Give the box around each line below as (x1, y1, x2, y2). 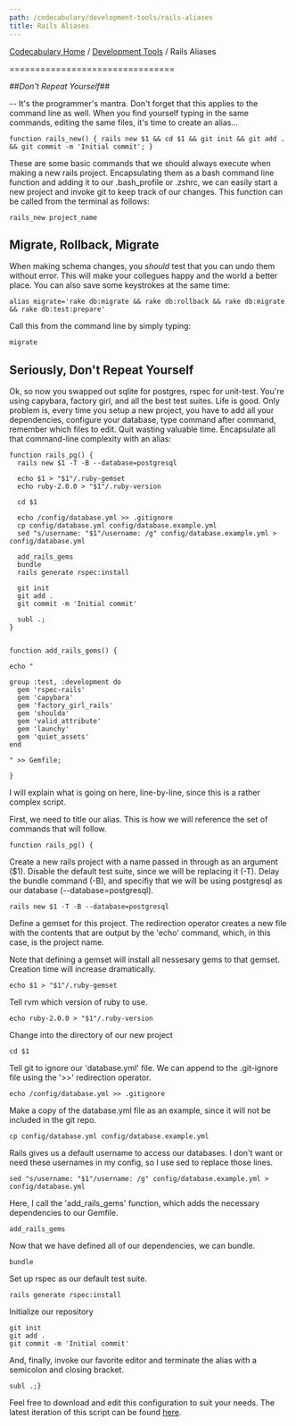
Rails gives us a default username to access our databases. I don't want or (9, 1148, 284, 1159)
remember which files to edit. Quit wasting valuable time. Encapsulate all (9, 424, 276, 435)
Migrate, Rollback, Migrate (9, 237, 160, 252)
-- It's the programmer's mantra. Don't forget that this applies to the (9, 97, 259, 108)
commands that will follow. (9, 823, 107, 834)
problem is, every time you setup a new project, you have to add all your (9, 405, 275, 416)
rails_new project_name (9, 213, 98, 222)
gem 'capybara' (17, 694, 74, 703)
